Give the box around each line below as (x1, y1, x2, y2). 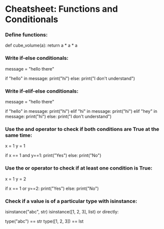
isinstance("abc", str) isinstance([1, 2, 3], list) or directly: (5, 208, 119, 214)
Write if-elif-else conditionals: (5, 87, 79, 94)
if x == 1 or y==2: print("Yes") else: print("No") (5, 185, 99, 191)
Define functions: (5, 31, 48, 38)
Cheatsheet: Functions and (5, 3, 118, 15)
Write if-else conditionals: (5, 55, 69, 62)
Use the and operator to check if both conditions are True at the (5, 126, 160, 132)
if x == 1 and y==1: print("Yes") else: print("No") (5, 153, 102, 158)
